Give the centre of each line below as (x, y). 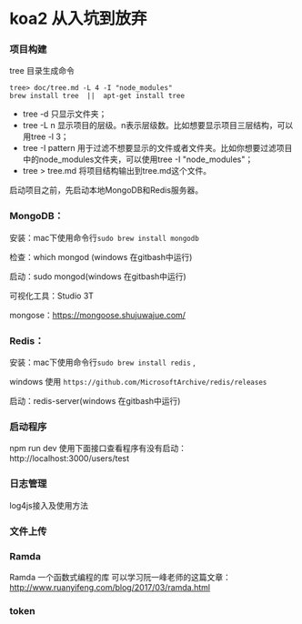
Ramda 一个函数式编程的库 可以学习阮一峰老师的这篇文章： (121, 577)
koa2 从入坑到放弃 (78, 19)
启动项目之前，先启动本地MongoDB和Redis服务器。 (106, 190)
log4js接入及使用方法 (49, 505)
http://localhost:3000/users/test (70, 458)
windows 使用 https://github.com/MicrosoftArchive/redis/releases (138, 382)
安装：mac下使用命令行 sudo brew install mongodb (105, 237)
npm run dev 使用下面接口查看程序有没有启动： (98, 448)
